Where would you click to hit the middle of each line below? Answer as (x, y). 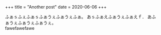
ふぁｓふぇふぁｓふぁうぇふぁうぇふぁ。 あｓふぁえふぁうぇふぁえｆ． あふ (80, 17)
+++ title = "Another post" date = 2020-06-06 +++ (56, 7)
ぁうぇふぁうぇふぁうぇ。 (31, 23)
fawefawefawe (20, 28)
